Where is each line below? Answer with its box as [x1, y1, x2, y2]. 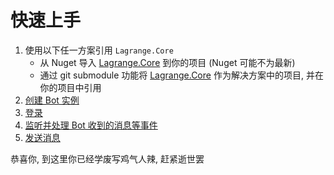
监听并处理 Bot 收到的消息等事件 [24, 119, 158, 131]
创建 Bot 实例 [24, 94, 80, 106]
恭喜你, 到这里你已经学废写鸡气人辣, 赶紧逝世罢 [10, 152, 205, 165]
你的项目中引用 [39, 81, 102, 93]
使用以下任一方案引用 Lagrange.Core [24, 44, 174, 56]
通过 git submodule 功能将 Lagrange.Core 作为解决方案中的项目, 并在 [39, 69, 324, 81]
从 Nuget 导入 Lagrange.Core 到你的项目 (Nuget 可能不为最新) [39, 56, 296, 68]
